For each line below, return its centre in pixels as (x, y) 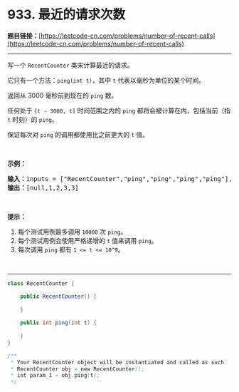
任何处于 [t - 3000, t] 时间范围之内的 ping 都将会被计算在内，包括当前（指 (119, 110)
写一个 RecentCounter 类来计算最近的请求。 (70, 65)
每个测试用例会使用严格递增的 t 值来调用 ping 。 (87, 240)
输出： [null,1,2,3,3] (43, 187)
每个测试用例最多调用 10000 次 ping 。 (72, 232)
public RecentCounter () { (59, 296)
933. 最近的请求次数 (67, 15)
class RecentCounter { (41, 283)
